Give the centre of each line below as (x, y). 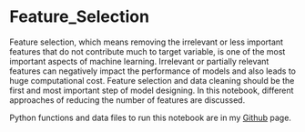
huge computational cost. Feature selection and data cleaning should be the (152, 80)
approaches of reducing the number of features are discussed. (127, 100)
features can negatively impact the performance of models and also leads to (152, 71)
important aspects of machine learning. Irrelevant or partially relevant (139, 61)
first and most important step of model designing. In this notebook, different (152, 90)
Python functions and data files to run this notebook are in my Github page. (150, 117)
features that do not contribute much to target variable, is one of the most (147, 51)
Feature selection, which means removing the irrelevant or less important (147, 42)
